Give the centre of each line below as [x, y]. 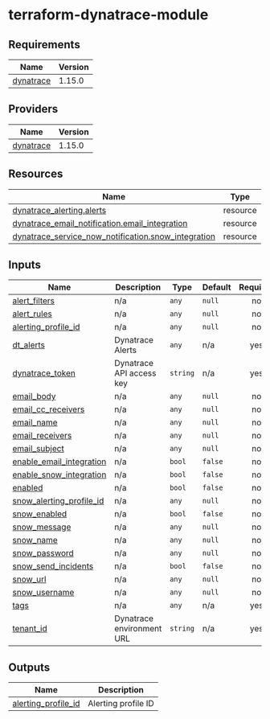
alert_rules [32, 314]
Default [217, 287]
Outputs [29, 667]
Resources [36, 174]
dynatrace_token [44, 373]
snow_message [42, 527]
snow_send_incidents [53, 566]
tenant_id [30, 629]
